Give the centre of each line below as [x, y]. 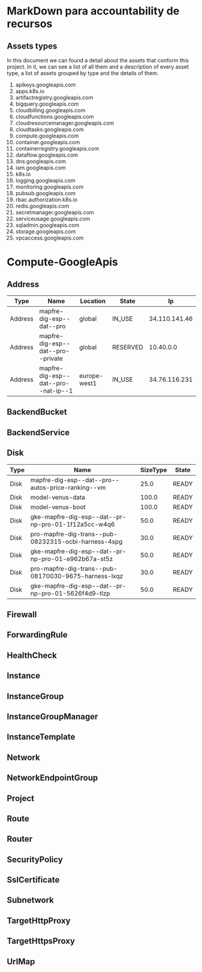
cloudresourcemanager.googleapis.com [65, 123]
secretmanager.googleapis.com [55, 212]
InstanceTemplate [41, 737]
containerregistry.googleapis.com [57, 149]
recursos [30, 24]
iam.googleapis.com [40, 168]
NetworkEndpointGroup [52, 778]
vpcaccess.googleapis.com [49, 238]
